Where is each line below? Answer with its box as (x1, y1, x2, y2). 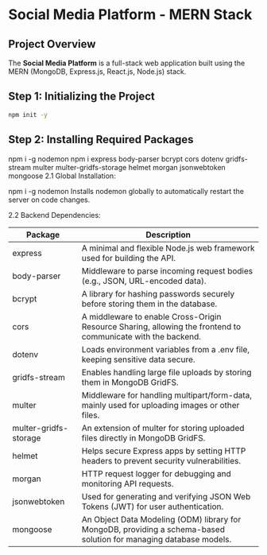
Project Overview (8, 37, 96, 51)
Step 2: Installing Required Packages (8, 133, 194, 146)
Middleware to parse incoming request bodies (81, 265, 253, 276)
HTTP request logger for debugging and (81, 468, 232, 479)
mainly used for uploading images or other (81, 399, 240, 410)
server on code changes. (8, 195, 91, 204)
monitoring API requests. (81, 478, 174, 489)
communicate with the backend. (81, 331, 201, 342)
